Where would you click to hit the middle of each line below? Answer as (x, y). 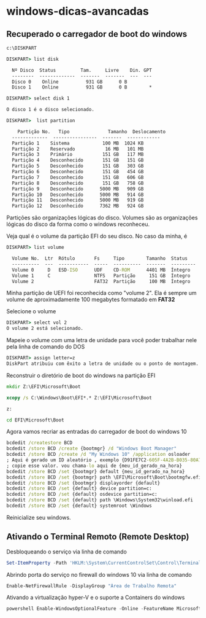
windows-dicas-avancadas (78, 11)
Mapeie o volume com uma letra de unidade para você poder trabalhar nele (102, 340)
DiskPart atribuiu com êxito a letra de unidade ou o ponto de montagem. (103, 364)
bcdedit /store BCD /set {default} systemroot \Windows (79, 506)
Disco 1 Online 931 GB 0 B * (82, 87)
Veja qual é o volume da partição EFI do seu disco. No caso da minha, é (97, 236)
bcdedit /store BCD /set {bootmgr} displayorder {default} (83, 483)
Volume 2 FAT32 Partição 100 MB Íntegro (101, 281)
